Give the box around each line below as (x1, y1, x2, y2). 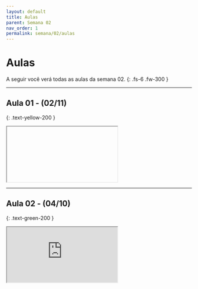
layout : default (6, 8, 46, 15)
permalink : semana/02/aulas (6, 31, 75, 37)
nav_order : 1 (6, 25, 38, 31)
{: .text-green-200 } (6, 214, 54, 222)
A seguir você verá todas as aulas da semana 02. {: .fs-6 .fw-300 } (6, 76, 169, 83)
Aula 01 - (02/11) (6, 98, 67, 108)
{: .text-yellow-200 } (6, 113, 56, 121)
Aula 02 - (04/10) (6, 199, 71, 209)
